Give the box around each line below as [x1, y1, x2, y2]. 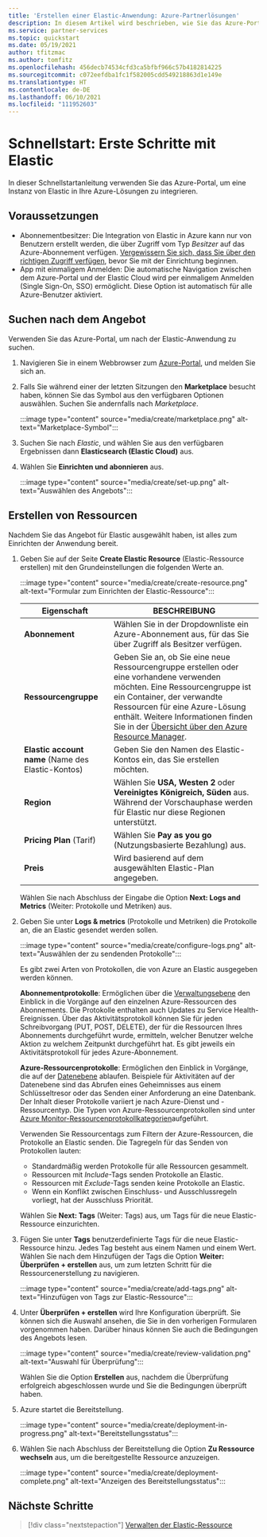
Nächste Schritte [8, 1499, 94, 1512]
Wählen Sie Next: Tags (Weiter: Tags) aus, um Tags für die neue [19, 1211, 230, 1220]
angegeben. [114, 872, 159, 884]
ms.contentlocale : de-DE [8, 85, 91, 94]
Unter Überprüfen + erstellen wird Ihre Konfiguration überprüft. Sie [19, 1307, 241, 1317]
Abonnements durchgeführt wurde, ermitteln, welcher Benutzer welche [19, 1030, 253, 1040]
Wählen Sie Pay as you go [114, 829, 212, 841]
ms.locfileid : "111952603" [8, 100, 98, 108]
